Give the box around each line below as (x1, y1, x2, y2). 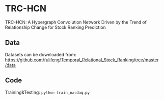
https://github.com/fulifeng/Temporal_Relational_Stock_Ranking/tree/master (5, 57, 159, 63)
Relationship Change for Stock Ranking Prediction (5, 24, 106, 30)
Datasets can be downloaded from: (5, 51, 77, 57)
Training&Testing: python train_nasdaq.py (5, 89, 90, 95)
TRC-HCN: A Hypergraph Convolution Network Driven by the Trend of (5, 19, 147, 25)
